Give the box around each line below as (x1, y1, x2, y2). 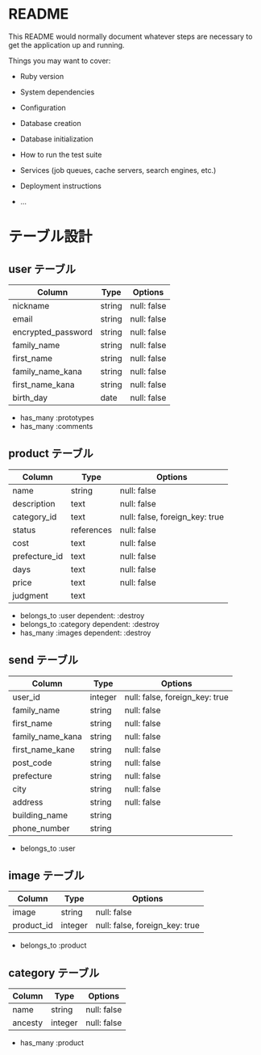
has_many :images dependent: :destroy (19, 628, 151, 637)
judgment (12, 590, 48, 601)
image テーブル (8, 868, 85, 882)
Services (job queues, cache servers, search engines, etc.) (19, 165, 217, 174)
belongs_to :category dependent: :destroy (19, 619, 159, 628)
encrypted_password (12, 326, 93, 338)
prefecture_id (12, 550, 64, 561)
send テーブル (8, 654, 79, 667)
